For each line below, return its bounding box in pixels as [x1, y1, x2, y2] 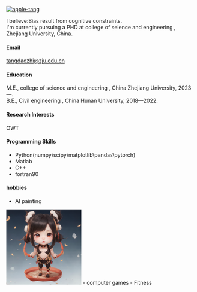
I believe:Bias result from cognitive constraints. [6, 17, 123, 24]
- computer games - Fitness [82, 279, 152, 287]
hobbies [6, 184, 27, 192]
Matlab [14, 157, 32, 165]
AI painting [14, 198, 42, 205]
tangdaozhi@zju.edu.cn [6, 57, 65, 64]
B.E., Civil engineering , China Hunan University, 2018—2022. [6, 97, 158, 105]
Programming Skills [6, 138, 56, 145]
